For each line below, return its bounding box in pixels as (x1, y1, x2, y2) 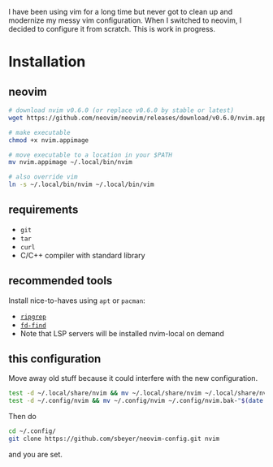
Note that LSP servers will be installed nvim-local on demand (19, 328, 225, 338)
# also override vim (8, 173, 79, 181)
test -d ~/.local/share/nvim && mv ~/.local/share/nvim (8, 389, 201, 397)
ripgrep (19, 313, 46, 321)
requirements (8, 203, 79, 217)
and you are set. (8, 449, 63, 459)
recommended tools (8, 274, 113, 288)
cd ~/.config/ (8, 427, 57, 435)
